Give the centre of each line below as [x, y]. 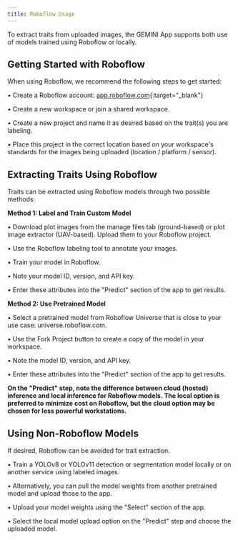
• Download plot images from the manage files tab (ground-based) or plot [116, 227]
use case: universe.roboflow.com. [57, 325]
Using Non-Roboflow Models [73, 433]
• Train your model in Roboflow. [54, 262]
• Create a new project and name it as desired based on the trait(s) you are [118, 123]
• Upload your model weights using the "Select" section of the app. [106, 507]
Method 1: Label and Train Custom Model [69, 213]
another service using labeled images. [64, 472]
